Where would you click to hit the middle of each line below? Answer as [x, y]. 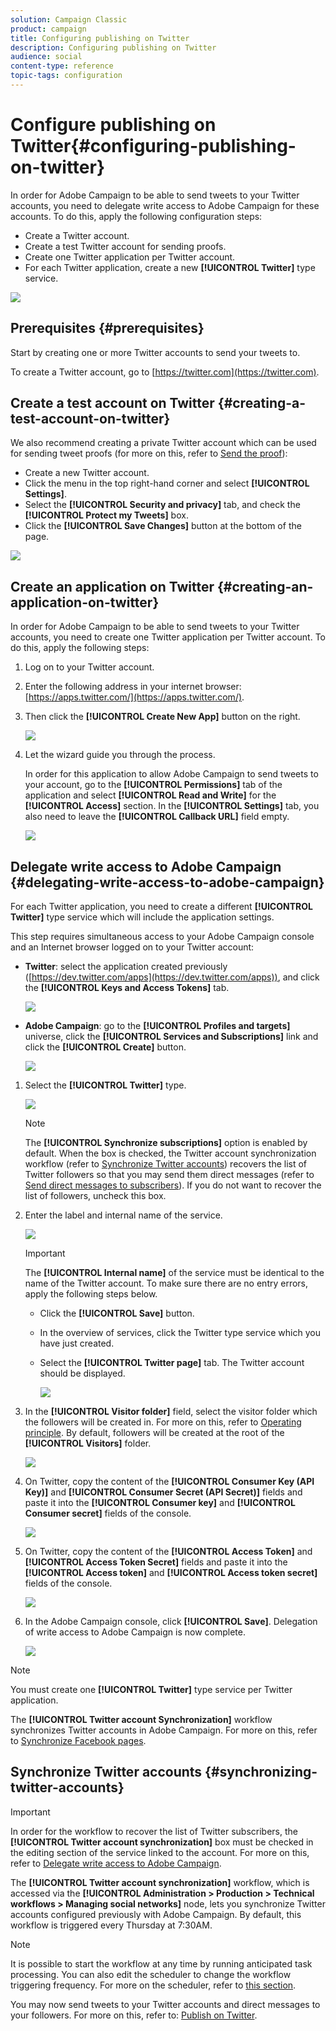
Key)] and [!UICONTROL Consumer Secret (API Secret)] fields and [163, 1492]
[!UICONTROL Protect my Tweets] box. [106, 515]
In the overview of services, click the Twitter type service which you [180, 1333]
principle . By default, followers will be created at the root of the [154, 1433]
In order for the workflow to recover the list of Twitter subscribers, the [154, 1831]
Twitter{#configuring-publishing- [153, 146]
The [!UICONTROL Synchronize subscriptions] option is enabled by [166, 1143]
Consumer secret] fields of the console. [108, 1513]
